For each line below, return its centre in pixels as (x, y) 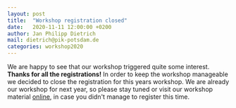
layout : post (26, 14)
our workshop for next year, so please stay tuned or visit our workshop (110, 89)
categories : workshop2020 (45, 47)
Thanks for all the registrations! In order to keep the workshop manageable (118, 74)
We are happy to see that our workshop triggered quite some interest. (108, 67)
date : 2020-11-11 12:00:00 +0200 (60, 27)
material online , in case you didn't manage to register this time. (99, 97)
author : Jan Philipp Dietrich (52, 34)
